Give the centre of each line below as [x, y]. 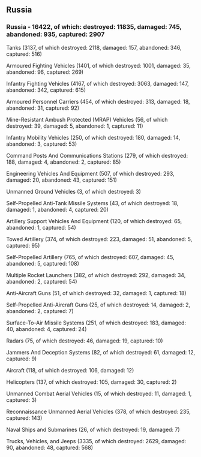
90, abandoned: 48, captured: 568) [50, 447]
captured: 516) [24, 54]
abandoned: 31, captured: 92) [43, 108]
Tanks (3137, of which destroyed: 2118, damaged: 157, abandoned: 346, [94, 47]
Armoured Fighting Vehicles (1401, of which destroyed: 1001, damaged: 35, [98, 65]
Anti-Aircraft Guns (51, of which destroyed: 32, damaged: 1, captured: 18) [97, 293]
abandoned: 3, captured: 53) [42, 144]
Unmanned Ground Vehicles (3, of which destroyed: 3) [73, 191]
